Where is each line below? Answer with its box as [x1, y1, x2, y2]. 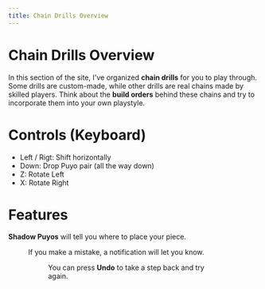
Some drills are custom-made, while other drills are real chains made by [8, 81, 244, 90]
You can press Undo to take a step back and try [48, 263, 205, 272]
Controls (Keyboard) [8, 125, 146, 144]
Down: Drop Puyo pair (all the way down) [19, 160, 155, 170]
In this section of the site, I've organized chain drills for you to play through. [8, 73, 257, 82]
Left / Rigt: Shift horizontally [19, 152, 111, 162]
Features [8, 205, 68, 224]
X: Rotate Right [19, 177, 69, 188]
